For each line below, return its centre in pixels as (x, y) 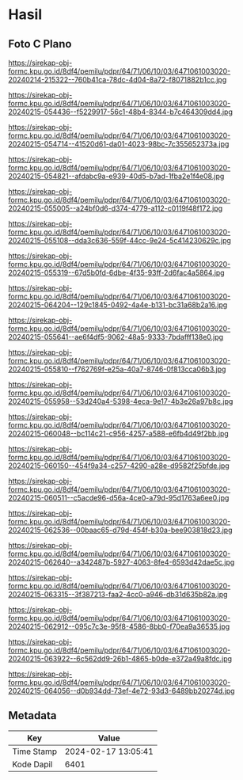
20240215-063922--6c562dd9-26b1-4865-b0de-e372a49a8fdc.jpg (120, 658)
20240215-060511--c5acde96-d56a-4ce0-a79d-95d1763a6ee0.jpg (119, 498)
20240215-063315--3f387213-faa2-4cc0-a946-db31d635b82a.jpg (118, 594)
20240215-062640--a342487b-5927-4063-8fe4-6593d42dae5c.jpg (121, 562)
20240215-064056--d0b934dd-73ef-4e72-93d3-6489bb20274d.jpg (121, 691)
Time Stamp (35, 751)
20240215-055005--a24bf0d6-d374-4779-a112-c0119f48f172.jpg (116, 208)
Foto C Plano (40, 44)
